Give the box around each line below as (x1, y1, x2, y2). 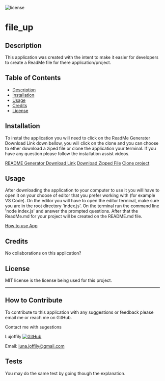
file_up (5, 22, 33, 33)
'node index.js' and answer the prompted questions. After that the (5, 208, 138, 214)
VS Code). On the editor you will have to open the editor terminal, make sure (5, 198, 160, 204)
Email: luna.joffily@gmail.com (5, 343, 65, 349)
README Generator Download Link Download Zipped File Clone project (5, 160, 150, 166)
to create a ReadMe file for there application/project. (5, 59, 111, 65)
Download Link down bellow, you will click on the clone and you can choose (5, 140, 159, 146)
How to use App (5, 223, 38, 229)
